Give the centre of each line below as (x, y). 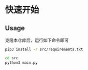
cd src (12, 58)
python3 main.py (21, 63)
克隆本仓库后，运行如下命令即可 (37, 40)
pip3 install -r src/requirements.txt (44, 49)
